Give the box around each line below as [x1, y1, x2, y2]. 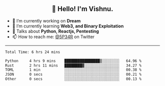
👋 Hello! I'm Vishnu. [52, 5, 113, 13]
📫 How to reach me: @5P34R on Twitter [12, 34, 95, 40]
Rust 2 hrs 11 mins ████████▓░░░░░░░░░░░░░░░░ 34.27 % [5, 63, 141, 68]
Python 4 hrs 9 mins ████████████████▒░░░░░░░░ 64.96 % [5, 58, 141, 64]
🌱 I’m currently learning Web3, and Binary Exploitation [12, 23, 124, 29]
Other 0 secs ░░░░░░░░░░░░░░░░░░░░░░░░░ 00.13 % [5, 77, 141, 82]
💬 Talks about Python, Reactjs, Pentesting [12, 28, 99, 34]
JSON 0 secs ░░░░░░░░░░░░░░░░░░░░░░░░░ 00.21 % [5, 72, 141, 77]
